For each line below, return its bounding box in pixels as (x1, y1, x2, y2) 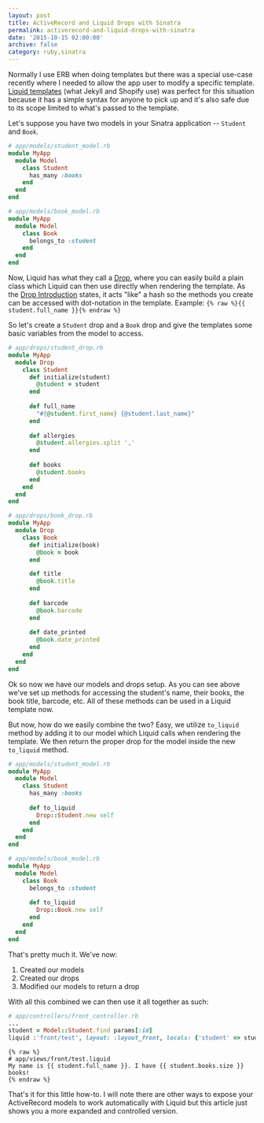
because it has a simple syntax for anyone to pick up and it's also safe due (8, 95, 250, 104)
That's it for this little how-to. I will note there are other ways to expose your (8, 1090, 254, 1099)
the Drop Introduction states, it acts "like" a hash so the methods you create (8, 290, 254, 299)
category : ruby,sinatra (8, 48, 86, 56)
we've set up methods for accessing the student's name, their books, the (8, 688, 245, 697)
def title (28, 570, 61, 578)
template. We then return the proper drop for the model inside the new (8, 736, 236, 746)
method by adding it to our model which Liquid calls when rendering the (8, 728, 241, 737)
